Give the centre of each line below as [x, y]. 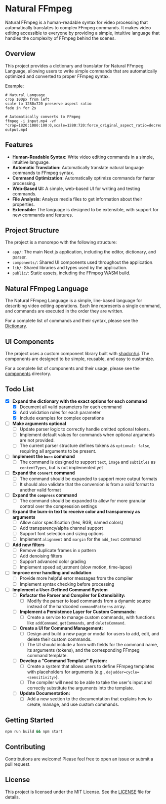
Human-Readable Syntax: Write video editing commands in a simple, [83, 157]
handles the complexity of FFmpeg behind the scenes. [61, 38]
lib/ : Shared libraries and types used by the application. [70, 268]
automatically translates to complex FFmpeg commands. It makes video [78, 27]
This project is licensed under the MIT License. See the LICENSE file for [78, 792]
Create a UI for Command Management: [61, 628]
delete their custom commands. [59, 639]
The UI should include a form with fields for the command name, [92, 645]
